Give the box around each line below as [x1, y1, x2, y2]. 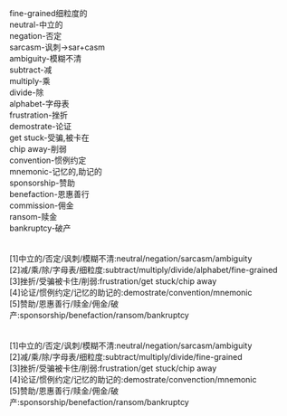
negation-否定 [9, 31, 62, 41]
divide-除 [9, 87, 44, 98]
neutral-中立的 [9, 19, 63, 30]
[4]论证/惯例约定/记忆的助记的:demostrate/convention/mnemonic [9, 288, 253, 298]
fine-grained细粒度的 [9, 8, 88, 18]
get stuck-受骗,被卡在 [9, 132, 91, 143]
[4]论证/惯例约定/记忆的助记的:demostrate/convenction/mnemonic [9, 374, 257, 384]
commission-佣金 [9, 200, 74, 211]
